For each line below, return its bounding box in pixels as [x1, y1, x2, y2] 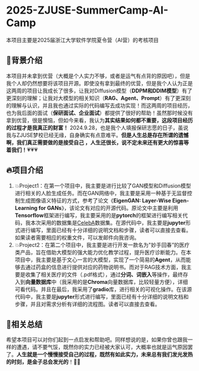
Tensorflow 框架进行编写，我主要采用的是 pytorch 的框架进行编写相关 [14, 211, 183, 219]
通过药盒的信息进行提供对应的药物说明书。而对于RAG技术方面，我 [25, 263, 187, 270]
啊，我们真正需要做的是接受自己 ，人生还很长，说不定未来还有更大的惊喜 [6, 138, 184, 146]
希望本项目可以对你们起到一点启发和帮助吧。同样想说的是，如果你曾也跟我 [6, 336, 188, 343]
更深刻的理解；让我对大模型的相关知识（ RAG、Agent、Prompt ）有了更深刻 [6, 94, 191, 101]
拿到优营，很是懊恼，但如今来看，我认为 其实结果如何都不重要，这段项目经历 [6, 117, 193, 124]
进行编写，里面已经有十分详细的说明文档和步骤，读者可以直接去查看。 [20, 226, 191, 234]
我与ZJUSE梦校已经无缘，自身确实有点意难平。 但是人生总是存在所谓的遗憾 [6, 131, 189, 138]
